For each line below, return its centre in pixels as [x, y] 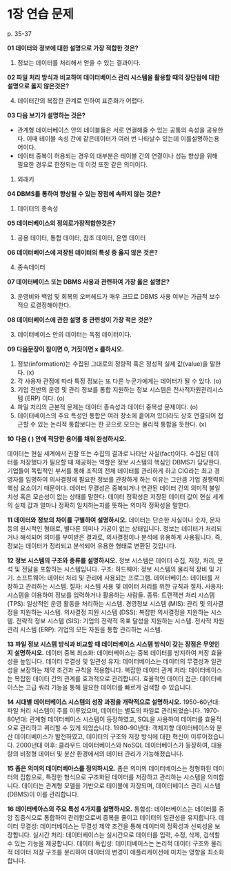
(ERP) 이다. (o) [45, 398]
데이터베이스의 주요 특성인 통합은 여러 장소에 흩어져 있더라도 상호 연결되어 [117, 415]
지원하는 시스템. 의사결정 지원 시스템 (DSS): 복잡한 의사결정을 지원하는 [114, 612]
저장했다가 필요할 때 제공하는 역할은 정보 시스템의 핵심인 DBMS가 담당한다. [121, 462]
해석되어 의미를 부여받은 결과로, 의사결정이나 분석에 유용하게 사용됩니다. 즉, [121, 537]
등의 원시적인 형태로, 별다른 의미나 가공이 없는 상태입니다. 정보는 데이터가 [106, 528]
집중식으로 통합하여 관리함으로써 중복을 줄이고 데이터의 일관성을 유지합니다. [115, 817]
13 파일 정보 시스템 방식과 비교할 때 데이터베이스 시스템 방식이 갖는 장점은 [104, 644]
